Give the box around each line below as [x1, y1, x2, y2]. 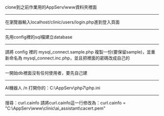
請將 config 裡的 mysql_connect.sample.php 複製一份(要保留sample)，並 [5, 49, 151, 55]
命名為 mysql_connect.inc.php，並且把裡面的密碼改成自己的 [9, 55, 130, 61]
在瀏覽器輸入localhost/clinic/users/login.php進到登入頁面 [5, 19, 120, 25]
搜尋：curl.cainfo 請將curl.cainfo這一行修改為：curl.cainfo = [5, 100, 126, 106]
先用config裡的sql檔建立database [5, 34, 73, 40]
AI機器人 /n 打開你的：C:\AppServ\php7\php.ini [5, 85, 101, 91]
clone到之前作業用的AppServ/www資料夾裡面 [5, 4, 97, 10]
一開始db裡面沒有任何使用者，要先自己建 [5, 70, 88, 76]
